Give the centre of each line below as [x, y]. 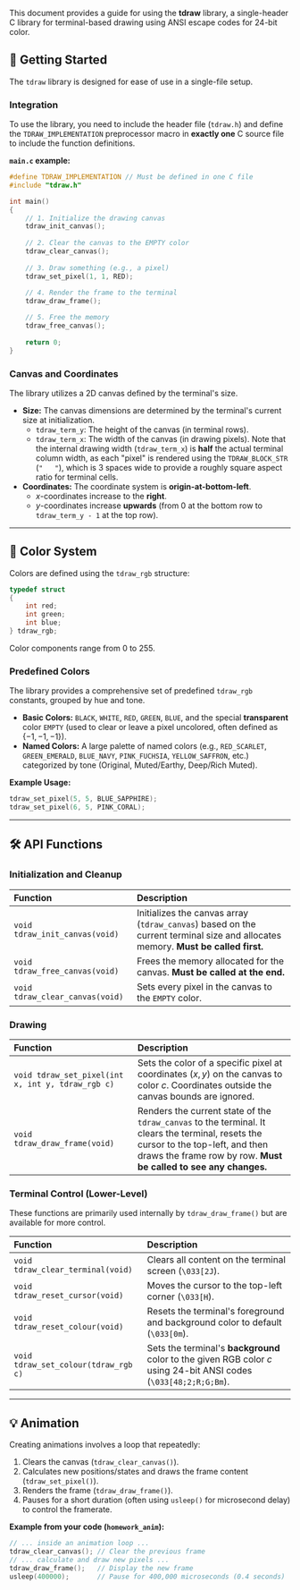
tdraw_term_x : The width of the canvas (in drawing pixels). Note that [160, 438]
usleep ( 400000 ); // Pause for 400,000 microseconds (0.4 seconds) [147, 1577]
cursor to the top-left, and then [203, 1144]
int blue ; [44, 623]
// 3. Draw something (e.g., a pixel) [97, 268]
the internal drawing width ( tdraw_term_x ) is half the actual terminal [159, 448]
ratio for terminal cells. [77, 477]
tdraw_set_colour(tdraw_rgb [73, 1365]
